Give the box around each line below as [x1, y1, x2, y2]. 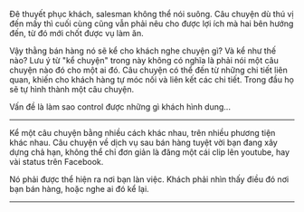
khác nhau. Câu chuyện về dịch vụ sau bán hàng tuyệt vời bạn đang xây [9, 137, 278, 148]
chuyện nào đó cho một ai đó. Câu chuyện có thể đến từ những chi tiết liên [9, 64, 288, 75]
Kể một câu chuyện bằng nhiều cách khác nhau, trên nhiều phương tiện [9, 128, 276, 138]
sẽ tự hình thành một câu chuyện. [9, 84, 135, 94]
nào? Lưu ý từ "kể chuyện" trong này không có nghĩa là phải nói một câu [9, 55, 279, 65]
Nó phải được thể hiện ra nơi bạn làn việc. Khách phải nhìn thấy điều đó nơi [9, 174, 290, 185]
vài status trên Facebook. [9, 157, 104, 167]
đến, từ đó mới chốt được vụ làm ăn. [9, 28, 144, 38]
